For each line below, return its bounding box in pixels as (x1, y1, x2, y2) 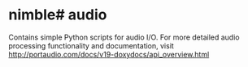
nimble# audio (8, 6, 107, 24)
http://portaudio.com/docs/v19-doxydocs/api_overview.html (8, 49, 210, 59)
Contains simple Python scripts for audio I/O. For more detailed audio (8, 32, 240, 42)
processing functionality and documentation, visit (8, 40, 175, 50)
